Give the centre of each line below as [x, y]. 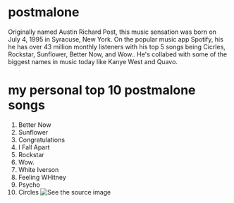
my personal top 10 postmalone [102, 91]
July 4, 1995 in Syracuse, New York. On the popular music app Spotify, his [116, 39]
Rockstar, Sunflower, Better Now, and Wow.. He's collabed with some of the [118, 54]
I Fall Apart [34, 147]
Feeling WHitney [42, 177]
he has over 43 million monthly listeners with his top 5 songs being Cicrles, [117, 47]
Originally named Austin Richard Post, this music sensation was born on [112, 32]
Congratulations [42, 140]
